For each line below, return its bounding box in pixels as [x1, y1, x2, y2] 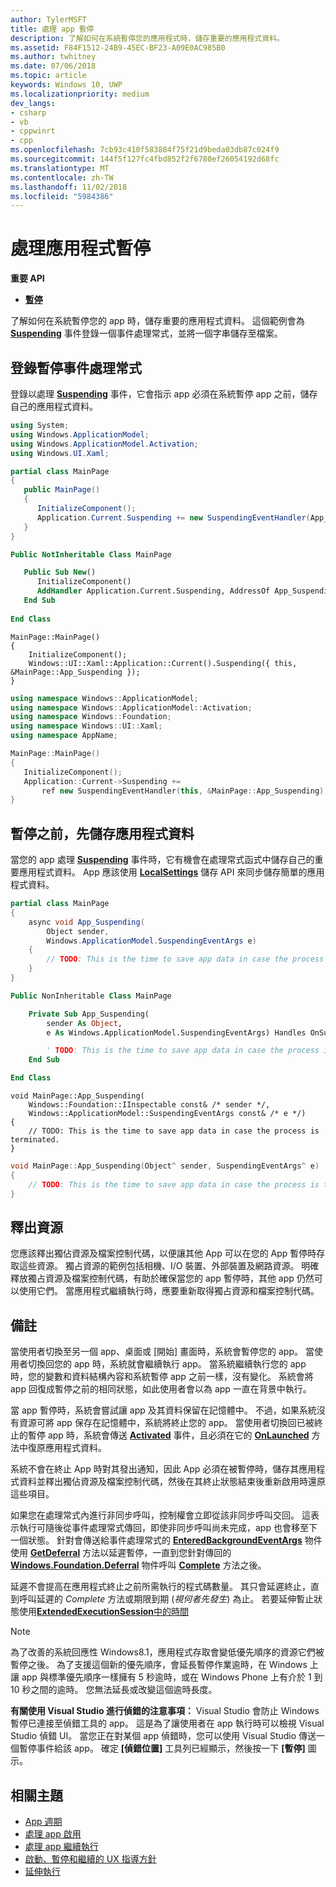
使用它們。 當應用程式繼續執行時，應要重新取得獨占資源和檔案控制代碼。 [18, 1285, 320, 1297]
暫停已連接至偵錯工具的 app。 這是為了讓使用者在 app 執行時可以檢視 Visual [10, 1717, 325, 1730]
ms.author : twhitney [10, 52, 97, 62]
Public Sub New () [23, 567, 97, 578]
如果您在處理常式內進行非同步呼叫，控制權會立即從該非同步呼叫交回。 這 [10, 1509, 311, 1521]
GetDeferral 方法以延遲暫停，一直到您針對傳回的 [29, 1547, 232, 1559]
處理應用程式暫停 [10, 237, 152, 260]
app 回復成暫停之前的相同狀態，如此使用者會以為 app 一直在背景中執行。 [10, 1383, 312, 1395]
